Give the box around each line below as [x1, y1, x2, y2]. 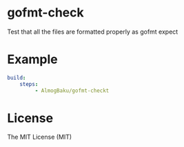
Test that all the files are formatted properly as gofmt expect [7, 27, 178, 36]
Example [7, 52, 58, 67]
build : [7, 74, 26, 81]
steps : [19, 80, 39, 87]
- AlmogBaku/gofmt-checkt [34, 87, 110, 94]
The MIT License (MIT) [7, 133, 72, 142]
